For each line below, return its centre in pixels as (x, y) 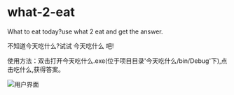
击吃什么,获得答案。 (36, 69)
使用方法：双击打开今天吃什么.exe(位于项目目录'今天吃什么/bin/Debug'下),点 (117, 61)
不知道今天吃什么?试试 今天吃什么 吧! (61, 45)
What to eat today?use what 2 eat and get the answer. (85, 31)
